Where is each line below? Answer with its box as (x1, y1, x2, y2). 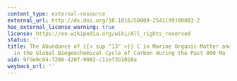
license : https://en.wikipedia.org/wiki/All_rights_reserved (7, 30, 191, 37)
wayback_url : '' (7, 63, 55, 70)
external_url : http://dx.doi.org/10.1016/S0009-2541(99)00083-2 (7, 17, 200, 24)
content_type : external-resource (7, 10, 106, 18)
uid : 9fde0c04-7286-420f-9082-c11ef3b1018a (7, 56, 138, 63)
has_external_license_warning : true (7, 23, 115, 30)
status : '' (7, 37, 39, 44)
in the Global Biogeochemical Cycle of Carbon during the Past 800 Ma (13, 50, 226, 57)
